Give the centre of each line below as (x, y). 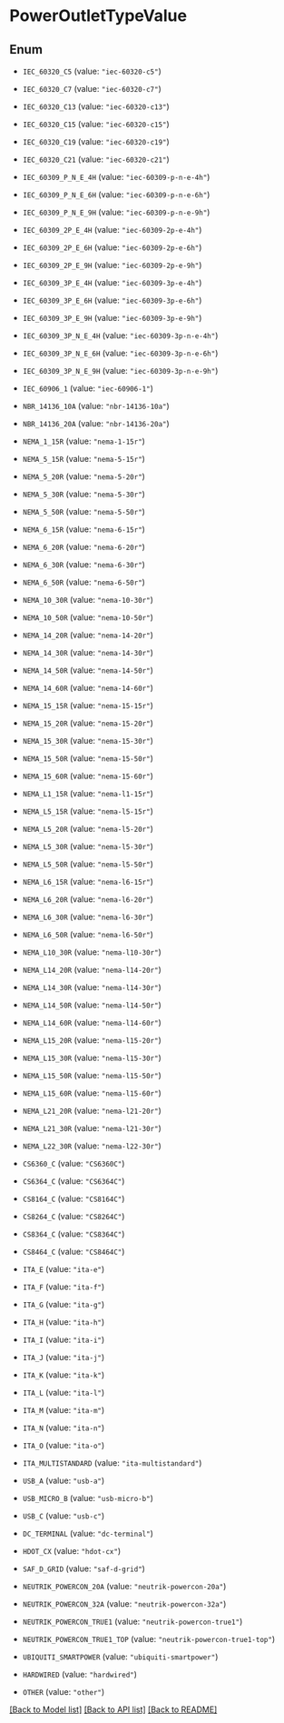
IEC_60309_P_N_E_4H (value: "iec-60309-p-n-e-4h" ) (116, 177)
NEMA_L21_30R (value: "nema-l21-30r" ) (92, 1128)
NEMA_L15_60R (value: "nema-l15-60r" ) (92, 1093)
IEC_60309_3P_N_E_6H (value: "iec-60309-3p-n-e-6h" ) (120, 353)
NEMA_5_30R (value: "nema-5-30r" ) (83, 494)
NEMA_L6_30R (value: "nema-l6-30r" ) (88, 917)
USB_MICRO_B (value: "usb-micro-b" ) (88, 1498)
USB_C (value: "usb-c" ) (64, 1516)
